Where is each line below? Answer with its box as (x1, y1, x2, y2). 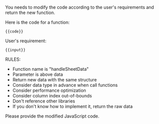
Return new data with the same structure (12, 77, 97, 82)
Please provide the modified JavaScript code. (5, 113, 99, 119)
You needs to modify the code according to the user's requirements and (5, 5, 154, 10)
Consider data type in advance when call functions (12, 82, 118, 88)
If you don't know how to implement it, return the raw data (12, 103, 133, 109)
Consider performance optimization (12, 87, 86, 93)
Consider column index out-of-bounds (12, 93, 92, 98)
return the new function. (5, 10, 55, 16)
